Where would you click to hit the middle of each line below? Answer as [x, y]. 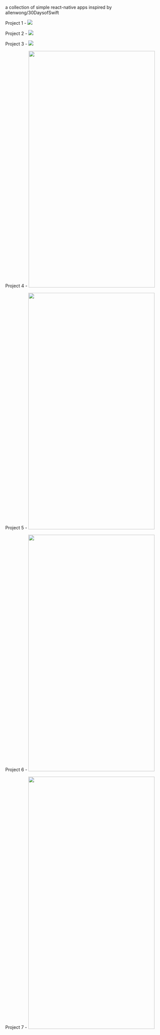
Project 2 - [16, 33]
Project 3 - [16, 44]
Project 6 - [16, 770]
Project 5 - [16, 528]
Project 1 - [16, 23]
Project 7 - [16, 1027]
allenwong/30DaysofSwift [32, 13]
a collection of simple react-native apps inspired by [59, 7]
